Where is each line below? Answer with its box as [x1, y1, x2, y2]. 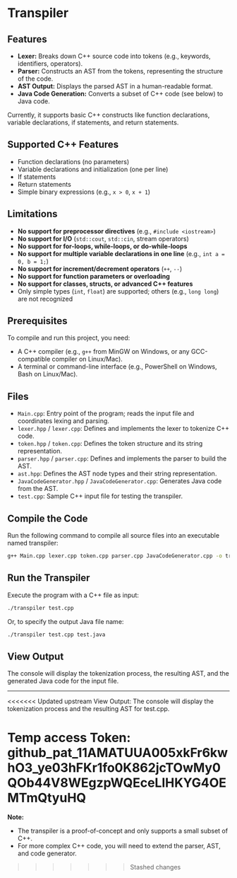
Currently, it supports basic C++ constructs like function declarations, [7, 111, 210, 119]
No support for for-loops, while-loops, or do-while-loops [17, 242, 188, 250]
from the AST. [17, 485, 59, 493]
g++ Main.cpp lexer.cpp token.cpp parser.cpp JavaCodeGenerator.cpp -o [7, 553, 222, 560]
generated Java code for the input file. [7, 677, 119, 686]
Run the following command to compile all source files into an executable [7, 531, 220, 540]
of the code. [17, 74, 54, 83]
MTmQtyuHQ [7, 790, 87, 806]
